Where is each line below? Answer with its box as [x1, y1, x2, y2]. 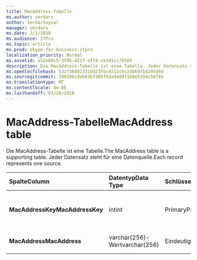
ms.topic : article [6, 42, 51, 47]
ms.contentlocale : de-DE [6, 85, 67, 91]
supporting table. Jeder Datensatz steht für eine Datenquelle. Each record [6, 153, 184, 160]
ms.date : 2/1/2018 [6, 30, 51, 36]
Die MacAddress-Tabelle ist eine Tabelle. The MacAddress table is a [6, 147, 169, 154]
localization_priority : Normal [6, 52, 83, 58]
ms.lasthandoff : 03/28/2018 [6, 90, 75, 96]
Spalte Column [9, 177, 50, 185]
